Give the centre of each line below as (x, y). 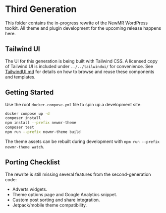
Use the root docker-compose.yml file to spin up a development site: (74, 104)
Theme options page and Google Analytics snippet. (65, 194)
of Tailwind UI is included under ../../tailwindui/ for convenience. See (79, 66)
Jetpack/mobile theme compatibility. (50, 205)
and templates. (20, 77)
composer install (23, 118)
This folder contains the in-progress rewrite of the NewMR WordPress (76, 23)
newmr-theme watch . (25, 146)
